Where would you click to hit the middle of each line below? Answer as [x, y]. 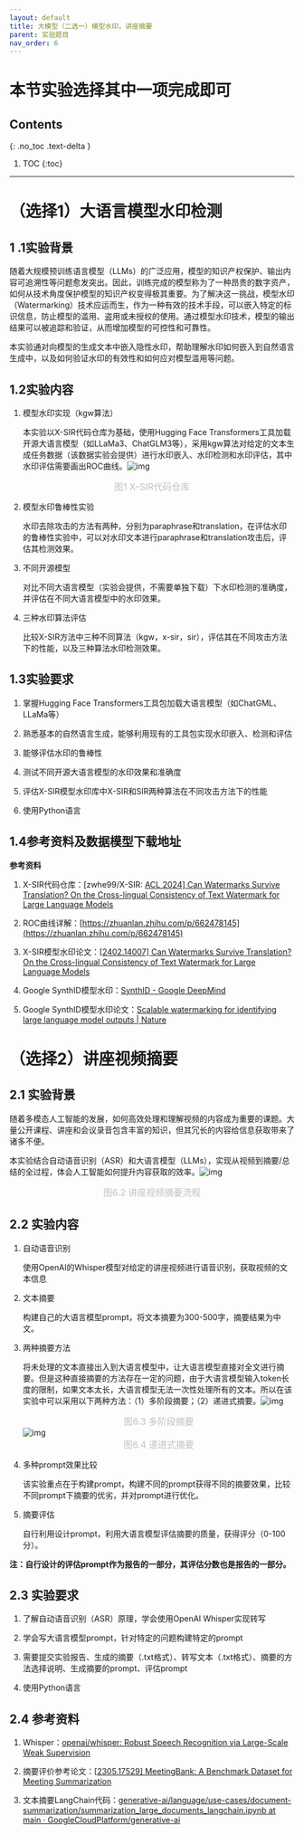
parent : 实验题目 [39, 34]
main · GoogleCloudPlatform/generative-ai [101, 1820]
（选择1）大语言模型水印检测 [116, 211]
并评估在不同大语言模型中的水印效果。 [94, 599]
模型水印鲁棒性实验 [58, 507]
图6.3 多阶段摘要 [159, 1421]
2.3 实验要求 [44, 1595]
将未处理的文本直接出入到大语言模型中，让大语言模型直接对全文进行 [149, 1366]
